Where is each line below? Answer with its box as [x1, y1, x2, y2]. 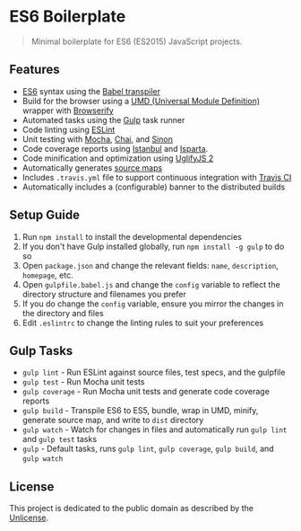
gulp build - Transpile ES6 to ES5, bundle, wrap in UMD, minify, [21, 405, 259, 416]
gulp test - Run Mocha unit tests [21, 376, 145, 387]
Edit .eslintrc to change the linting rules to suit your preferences [21, 317, 264, 328]
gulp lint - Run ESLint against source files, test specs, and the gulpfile [21, 367, 286, 378]
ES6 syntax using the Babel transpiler [21, 85, 161, 96]
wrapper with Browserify [21, 105, 114, 116]
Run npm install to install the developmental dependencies [21, 231, 242, 242]
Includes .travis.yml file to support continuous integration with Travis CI [21, 172, 292, 182]
